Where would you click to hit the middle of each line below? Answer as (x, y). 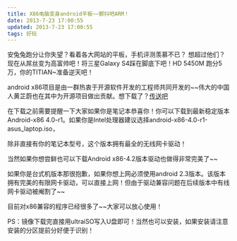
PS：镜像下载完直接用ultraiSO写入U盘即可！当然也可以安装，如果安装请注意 (118, 222)
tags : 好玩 (22, 34)
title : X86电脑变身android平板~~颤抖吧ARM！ (68, 14)
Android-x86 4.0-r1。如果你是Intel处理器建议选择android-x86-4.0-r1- (108, 120)
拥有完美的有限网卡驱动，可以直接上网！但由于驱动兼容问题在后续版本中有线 (119, 183)
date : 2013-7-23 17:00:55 (45, 20)
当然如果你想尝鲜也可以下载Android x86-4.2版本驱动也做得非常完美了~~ (113, 159)
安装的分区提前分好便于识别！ (50, 230)
